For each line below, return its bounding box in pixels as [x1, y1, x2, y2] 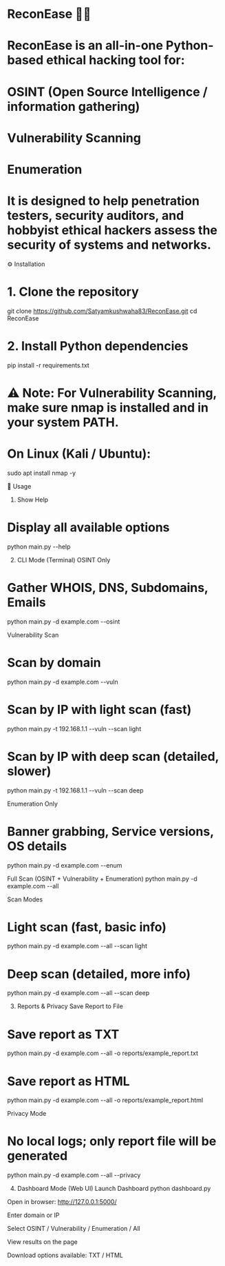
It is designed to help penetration [7, 193, 200, 209]
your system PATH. [7, 414, 119, 430]
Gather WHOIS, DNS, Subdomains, [7, 580, 208, 595]
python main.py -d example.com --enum [7, 861, 122, 869]
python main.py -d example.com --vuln [7, 677, 118, 686]
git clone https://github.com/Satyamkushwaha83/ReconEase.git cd [7, 307, 197, 315]
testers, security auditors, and [7, 208, 184, 223]
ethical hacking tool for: [45, 52, 185, 68]
